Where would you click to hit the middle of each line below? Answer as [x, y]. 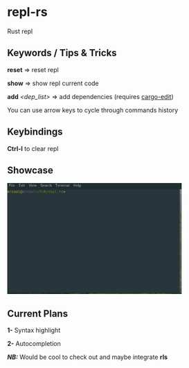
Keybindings [35, 132]
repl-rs [27, 12]
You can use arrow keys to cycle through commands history [93, 110]
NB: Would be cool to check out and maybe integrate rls [88, 357]
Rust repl [20, 31]
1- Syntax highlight [34, 331]
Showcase [30, 170]
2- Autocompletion [34, 344]
